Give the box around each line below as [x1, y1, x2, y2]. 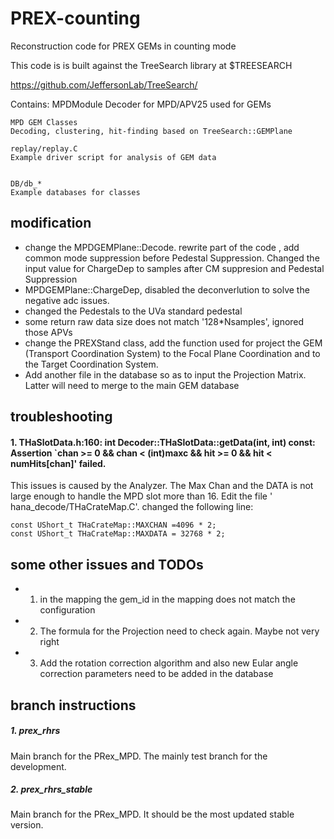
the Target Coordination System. [24, 358, 159, 370]
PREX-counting [10, 7, 141, 30]
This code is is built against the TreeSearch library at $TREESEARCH [10, 59, 293, 71]
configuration [39, 604, 96, 616]
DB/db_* [10, 178, 43, 189]
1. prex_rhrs [10, 725, 61, 737]
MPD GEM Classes [10, 117, 78, 127]
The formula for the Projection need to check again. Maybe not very [39, 625, 320, 637]
